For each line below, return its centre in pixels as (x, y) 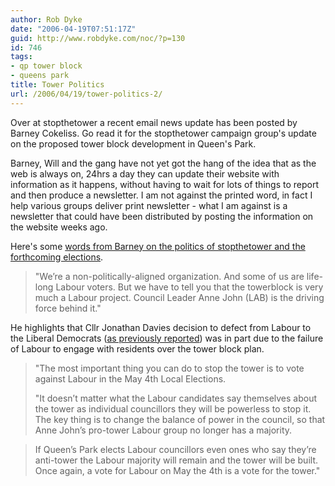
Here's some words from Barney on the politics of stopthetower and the (158, 246)
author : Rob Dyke (46, 19)
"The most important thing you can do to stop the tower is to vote (169, 368)
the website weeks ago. (59, 227)
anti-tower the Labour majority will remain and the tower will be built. (176, 460)
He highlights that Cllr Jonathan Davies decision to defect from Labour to (161, 327)
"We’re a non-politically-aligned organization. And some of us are (169, 276)
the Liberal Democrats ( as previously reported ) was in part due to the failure (167, 338)
